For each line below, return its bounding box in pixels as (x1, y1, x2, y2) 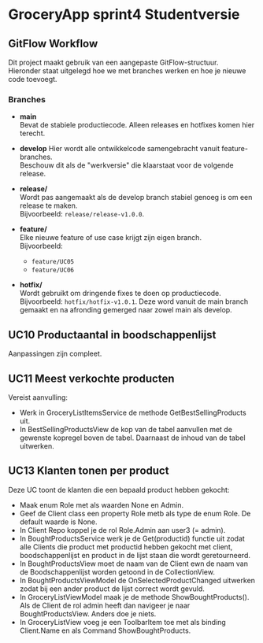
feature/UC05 (31, 258, 75, 266)
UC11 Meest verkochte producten (8, 371, 175, 385)
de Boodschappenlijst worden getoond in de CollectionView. (19, 567, 215, 576)
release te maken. (19, 201, 78, 210)
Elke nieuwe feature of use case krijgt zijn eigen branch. (19, 233, 202, 242)
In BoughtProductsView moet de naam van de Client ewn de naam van (19, 559, 248, 568)
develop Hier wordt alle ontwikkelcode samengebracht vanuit (19, 144, 220, 153)
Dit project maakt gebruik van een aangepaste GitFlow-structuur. (8, 57, 219, 67)
